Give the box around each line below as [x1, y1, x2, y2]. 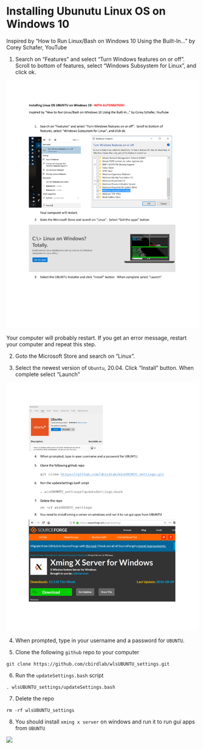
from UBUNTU [15, 724, 46, 731]
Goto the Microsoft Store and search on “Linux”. [15, 352, 136, 360]
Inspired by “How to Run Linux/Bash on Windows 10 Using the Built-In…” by [6, 37, 196, 44]
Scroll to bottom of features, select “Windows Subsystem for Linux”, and [15, 62, 196, 69]
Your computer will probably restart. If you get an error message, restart [6, 334, 187, 341]
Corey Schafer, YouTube [6, 44, 67, 51]
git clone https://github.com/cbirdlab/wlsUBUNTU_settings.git [6, 661, 170, 667]
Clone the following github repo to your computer [15, 648, 140, 655]
